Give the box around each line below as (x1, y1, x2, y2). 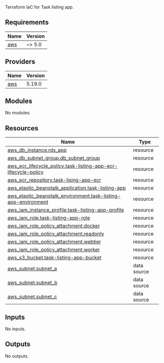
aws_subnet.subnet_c (7, 293, 57, 300)
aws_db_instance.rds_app (7, 147, 67, 153)
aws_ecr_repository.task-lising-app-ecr (7, 177, 102, 184)
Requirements (5, 18, 49, 26)
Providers (5, 58, 36, 66)
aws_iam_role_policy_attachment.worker (7, 246, 100, 253)
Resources (5, 124, 39, 132)
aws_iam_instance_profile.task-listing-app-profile (7, 207, 124, 214)
